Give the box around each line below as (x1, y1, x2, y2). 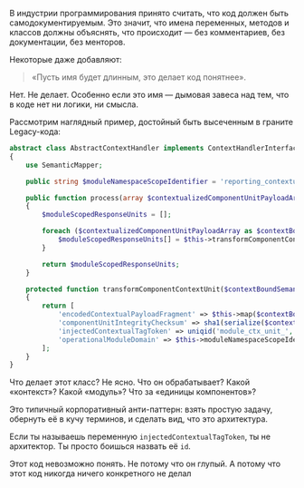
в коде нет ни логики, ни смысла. (9, 99, 138, 110)
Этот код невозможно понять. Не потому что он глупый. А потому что (9, 458, 281, 470)
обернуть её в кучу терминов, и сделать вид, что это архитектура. (9, 414, 269, 425)
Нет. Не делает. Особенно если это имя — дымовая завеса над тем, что (9, 90, 290, 100)
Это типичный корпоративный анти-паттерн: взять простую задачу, (9, 404, 273, 415)
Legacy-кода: (9, 126, 62, 137)
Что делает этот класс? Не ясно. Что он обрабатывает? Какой (9, 376, 251, 388)
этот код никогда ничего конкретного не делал (9, 468, 192, 479)
